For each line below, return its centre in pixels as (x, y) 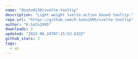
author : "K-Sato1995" (28, 24)
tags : (11, 44)
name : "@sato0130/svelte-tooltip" (42, 10)
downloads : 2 (19, 29)
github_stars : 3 (22, 39)
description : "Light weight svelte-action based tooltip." (70, 15)
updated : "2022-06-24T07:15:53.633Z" (45, 34)
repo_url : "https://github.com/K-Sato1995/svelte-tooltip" (70, 19)
